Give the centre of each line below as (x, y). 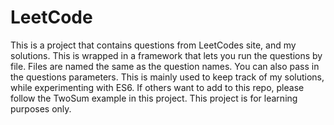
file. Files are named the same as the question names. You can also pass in (165, 66)
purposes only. (41, 108)
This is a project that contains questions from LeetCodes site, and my (153, 45)
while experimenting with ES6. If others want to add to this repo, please (157, 87)
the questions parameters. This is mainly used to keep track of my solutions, (167, 77)
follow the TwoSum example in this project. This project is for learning (154, 98)
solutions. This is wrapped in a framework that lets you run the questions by (166, 55)
